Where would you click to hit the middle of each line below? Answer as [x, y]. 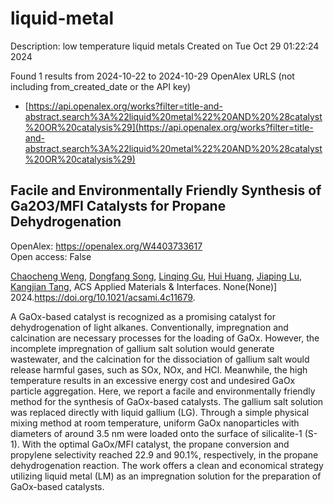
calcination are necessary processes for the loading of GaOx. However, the [165, 338]
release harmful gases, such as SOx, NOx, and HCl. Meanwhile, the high [159, 369]
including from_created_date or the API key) [101, 86]
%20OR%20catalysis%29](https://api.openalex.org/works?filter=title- [169, 127]
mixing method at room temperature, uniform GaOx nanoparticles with [155, 423]
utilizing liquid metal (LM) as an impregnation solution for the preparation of [166, 476]
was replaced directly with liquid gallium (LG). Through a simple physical [160, 412]
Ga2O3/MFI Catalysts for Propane [118, 206]
